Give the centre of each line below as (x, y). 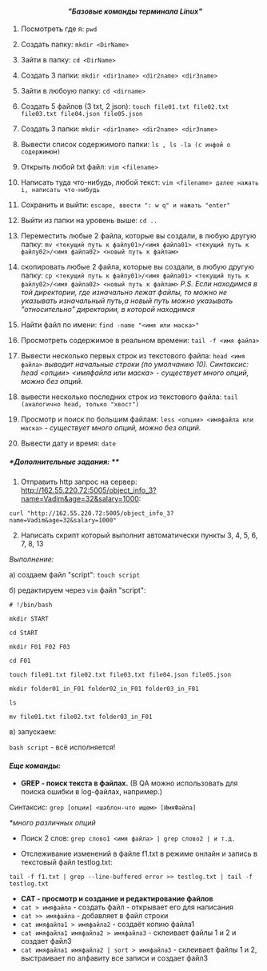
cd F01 (20, 661)
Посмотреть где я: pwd (59, 29)
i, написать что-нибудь (60, 190)
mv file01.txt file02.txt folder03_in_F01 (81, 717)
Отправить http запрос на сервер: (79, 482)
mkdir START (29, 619)
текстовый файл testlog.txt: (66, 862)
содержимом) (40, 152)
